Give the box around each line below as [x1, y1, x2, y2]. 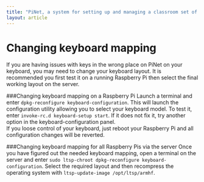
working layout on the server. [6, 81, 80, 88]
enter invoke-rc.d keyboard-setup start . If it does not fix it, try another [6, 112, 186, 119]
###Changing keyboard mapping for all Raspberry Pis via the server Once [6, 143, 192, 150]
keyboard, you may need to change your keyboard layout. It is [6, 68, 161, 75]
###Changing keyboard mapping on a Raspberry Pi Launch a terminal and [6, 92, 193, 100]
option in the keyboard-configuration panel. [6, 118, 116, 126]
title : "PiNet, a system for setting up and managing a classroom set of [6, 9, 198, 15]
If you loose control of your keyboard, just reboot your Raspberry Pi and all [6, 125, 194, 132]
